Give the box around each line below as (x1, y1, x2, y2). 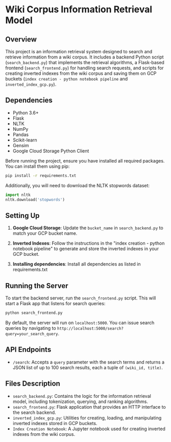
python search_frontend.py (5, 310, 63, 316)
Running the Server (5, 281, 68, 290)
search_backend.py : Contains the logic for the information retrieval (12, 393, 152, 399)
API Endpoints (5, 345, 52, 354)
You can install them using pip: (5, 163, 70, 169)
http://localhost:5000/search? (57, 326, 124, 331)
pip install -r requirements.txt (5, 173, 77, 178)
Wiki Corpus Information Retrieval (5, 4, 153, 15)
